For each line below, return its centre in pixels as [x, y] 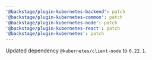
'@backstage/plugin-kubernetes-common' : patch [64, 17]
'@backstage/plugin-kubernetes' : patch [55, 34]
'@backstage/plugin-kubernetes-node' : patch [61, 23]
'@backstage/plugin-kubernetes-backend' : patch [66, 12]
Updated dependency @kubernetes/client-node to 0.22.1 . [76, 50]
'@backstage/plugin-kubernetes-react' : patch [63, 28]
